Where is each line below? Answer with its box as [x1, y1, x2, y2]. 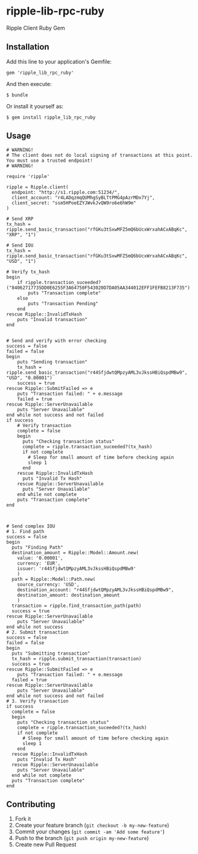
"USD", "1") [6, 258, 36, 264]
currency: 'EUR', [17, 560, 61, 566]
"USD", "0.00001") [6, 374, 53, 381]
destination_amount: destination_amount [17, 592, 120, 598]
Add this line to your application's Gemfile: [6, 58, 112, 65]
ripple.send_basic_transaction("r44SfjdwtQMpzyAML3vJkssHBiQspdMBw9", [6, 369, 188, 376]
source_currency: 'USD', [17, 581, 80, 588]
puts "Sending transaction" [17, 359, 88, 365]
